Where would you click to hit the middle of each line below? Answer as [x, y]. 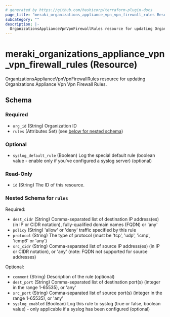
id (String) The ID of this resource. [49, 185]
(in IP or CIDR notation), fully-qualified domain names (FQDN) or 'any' [85, 225]
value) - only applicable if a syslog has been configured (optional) [81, 309]
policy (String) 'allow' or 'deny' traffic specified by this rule [74, 230]
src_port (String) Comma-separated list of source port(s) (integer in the [88, 293]
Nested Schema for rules [37, 198]
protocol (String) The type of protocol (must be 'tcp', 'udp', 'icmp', [81, 235]
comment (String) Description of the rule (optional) [63, 276]
